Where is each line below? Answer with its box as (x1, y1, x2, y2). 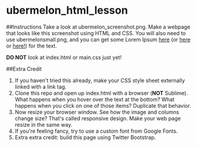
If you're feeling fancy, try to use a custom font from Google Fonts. (14, 127, 178, 135)
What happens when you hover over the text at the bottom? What (14, 96, 175, 103)
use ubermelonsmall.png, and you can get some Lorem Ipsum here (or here (6, 36, 191, 43)
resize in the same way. (14, 121, 72, 128)
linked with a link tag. (14, 83, 67, 90)
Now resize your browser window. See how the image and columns (14, 108, 180, 115)
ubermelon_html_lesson (6, 4, 128, 17)
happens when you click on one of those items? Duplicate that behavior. (14, 102, 192, 109)
